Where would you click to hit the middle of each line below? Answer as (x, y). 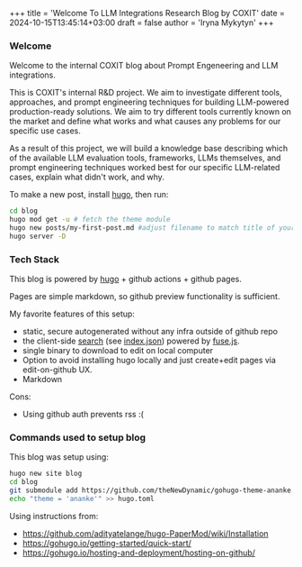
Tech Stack (35, 259)
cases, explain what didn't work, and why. (87, 177)
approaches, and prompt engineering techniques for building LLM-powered (149, 102)
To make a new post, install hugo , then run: (89, 195)
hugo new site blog (46, 474)
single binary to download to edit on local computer (118, 351)
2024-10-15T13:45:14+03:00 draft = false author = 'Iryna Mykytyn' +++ (142, 23)
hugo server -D (38, 236)
